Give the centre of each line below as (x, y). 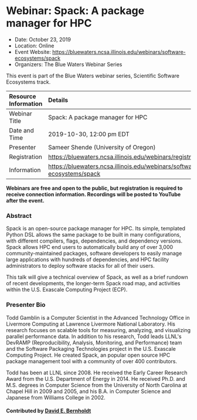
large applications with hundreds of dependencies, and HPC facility (87, 259)
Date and (21, 130)
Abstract (19, 216)
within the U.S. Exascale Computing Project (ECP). (67, 290)
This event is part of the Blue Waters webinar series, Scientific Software (93, 76)
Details (58, 100)
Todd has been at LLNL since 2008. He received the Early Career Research (97, 373)
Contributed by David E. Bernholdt (49, 411)
